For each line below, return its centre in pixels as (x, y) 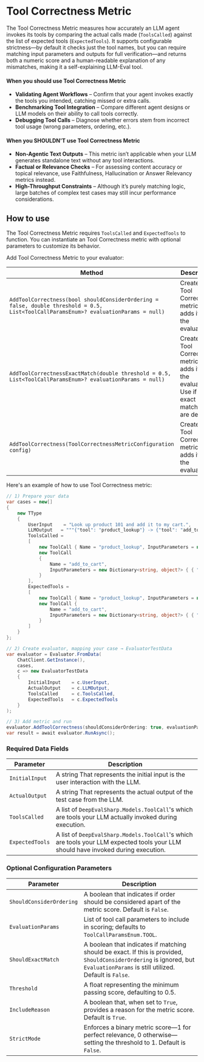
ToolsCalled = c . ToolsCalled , (72, 694)
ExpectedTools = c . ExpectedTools (73, 699)
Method (91, 273)
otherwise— (160, 1035)
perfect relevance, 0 (113, 1035)
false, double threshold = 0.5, (56, 306)
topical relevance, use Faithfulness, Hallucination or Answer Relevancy (104, 173)
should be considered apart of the (132, 901)
